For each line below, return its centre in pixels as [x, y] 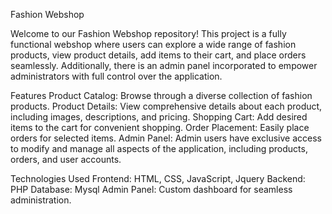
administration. [41, 200]
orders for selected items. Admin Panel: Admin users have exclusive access [166, 138]
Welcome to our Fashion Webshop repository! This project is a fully [148, 33]
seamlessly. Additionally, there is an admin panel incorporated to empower [164, 65]
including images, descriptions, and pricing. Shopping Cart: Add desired [159, 117]
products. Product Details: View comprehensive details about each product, [166, 106]
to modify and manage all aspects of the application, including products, [159, 148]
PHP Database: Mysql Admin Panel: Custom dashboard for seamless [151, 189]
